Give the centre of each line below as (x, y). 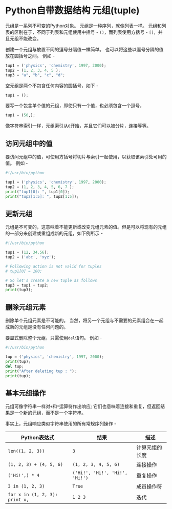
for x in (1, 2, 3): (33, 495)
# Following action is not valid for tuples (53, 266)
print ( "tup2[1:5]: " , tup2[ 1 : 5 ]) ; (42, 196)
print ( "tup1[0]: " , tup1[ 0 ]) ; (38, 192)
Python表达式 (38, 438)
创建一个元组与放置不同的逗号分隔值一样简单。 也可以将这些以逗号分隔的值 (84, 49)
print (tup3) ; (19, 290)
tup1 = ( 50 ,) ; (20, 115)
